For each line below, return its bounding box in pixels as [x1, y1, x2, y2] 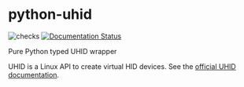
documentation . [8, 70, 60, 79]
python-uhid [8, 5, 93, 24]
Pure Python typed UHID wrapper [8, 46, 117, 56]
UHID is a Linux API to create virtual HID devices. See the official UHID [8, 61, 236, 71]
